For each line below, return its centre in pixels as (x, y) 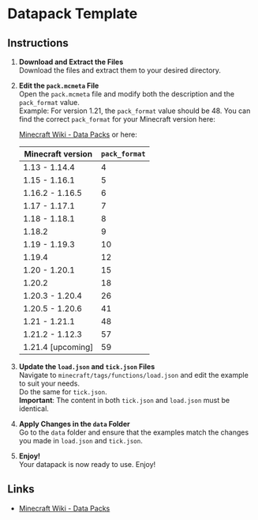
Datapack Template (73, 14)
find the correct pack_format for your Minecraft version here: (117, 119)
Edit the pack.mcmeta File (59, 85)
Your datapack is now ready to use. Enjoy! (87, 464)
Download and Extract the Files (71, 62)
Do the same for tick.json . (63, 392)
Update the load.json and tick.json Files (87, 367)
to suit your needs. (49, 383)
